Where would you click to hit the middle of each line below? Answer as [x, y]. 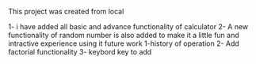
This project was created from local [66, 11]
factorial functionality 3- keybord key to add [80, 52]
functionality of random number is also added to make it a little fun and [124, 35]
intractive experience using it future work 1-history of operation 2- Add [124, 43]
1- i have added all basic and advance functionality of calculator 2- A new [128, 26]
